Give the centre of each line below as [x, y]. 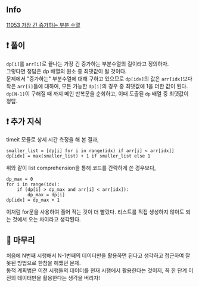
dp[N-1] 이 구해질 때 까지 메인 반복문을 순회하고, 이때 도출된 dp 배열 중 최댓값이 [97, 93]
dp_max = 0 [20, 179]
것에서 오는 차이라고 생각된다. [47, 220]
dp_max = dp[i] [46, 195]
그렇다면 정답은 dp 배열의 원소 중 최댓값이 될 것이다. [66, 71]
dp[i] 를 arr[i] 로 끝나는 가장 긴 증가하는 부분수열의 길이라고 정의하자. [88, 64]
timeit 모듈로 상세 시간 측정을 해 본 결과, [53, 140]
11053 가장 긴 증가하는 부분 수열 [43, 25]
